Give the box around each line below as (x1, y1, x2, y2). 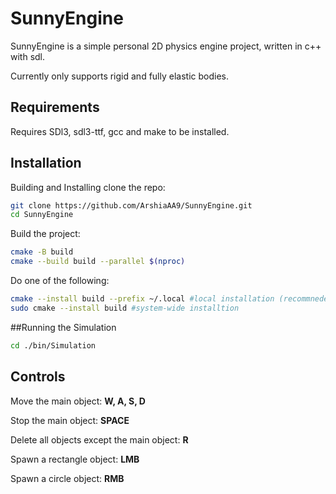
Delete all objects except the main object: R (10, 433, 189, 446)
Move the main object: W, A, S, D (10, 395, 146, 407)
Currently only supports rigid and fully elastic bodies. (10, 70, 229, 82)
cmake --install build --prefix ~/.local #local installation (10, 294, 275, 304)
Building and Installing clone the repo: (10, 181, 166, 193)
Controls (10, 368, 66, 386)
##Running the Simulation (10, 321, 117, 333)
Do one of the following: (10, 275, 110, 287)
